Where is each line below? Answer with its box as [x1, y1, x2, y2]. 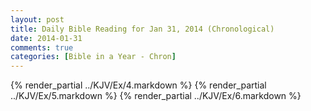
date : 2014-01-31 [10, 33, 83, 43]
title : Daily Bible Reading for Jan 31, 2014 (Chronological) [10, 24, 275, 34]
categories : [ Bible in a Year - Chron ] [10, 52, 177, 62]
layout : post [10, 14, 65, 25]
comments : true [10, 42, 74, 53]
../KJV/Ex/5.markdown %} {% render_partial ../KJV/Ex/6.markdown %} [10, 90, 302, 102]
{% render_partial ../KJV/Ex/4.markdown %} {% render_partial [10, 79, 267, 91]
